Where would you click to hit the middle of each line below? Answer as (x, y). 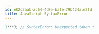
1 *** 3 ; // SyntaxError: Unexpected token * (50, 27)
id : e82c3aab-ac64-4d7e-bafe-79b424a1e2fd (49, 9)
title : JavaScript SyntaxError (37, 14)
